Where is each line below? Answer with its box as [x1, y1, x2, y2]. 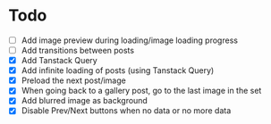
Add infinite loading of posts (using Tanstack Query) [21, 65, 215, 76]
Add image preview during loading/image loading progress [21, 35, 239, 45]
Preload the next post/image [21, 75, 126, 86]
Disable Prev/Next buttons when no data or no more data [21, 105, 232, 116]
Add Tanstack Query [21, 55, 97, 66]
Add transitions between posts [21, 45, 135, 55]
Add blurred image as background [21, 95, 148, 106]
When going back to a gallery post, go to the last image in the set [21, 86, 262, 96]
